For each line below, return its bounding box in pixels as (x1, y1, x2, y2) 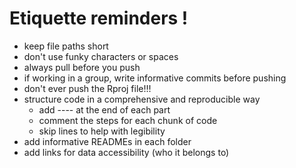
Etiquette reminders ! (9, 7, 189, 30)
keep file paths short (23, 40, 109, 52)
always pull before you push (23, 61, 141, 73)
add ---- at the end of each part (38, 103, 171, 116)
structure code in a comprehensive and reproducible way (23, 93, 261, 105)
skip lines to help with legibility (38, 125, 166, 137)
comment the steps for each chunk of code (38, 114, 218, 126)
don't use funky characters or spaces (23, 50, 179, 62)
